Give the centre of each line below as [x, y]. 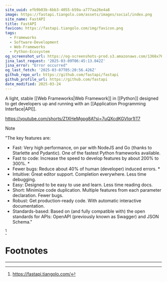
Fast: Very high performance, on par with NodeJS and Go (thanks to [82, 147]
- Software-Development [34, 42]
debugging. [24, 179]
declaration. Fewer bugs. [38, 195]
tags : [11, 33]
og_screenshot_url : [25, 56]
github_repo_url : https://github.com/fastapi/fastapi [62, 75]
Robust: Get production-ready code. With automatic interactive [77, 201]
